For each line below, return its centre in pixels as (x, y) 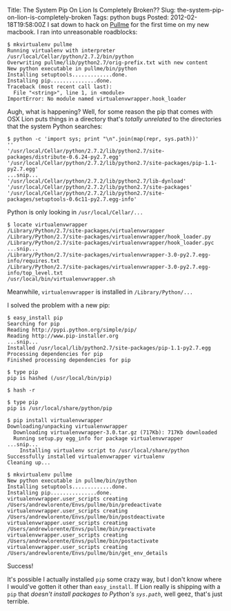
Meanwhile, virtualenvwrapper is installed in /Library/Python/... (100, 292)
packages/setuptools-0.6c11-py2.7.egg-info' (72, 199)
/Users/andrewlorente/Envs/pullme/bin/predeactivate (84, 505)
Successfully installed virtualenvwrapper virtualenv (86, 457)
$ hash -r (21, 390)
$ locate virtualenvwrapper (48, 225)
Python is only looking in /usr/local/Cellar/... (75, 212)
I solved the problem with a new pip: (59, 305)
